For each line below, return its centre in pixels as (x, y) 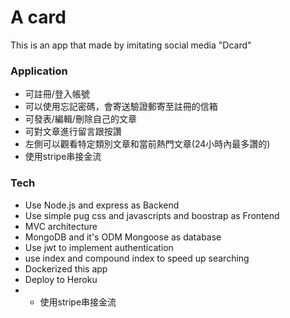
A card (38, 17)
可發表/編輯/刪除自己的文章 (80, 119)
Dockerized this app (66, 268)
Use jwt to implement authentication (99, 247)
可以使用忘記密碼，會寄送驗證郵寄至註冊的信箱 (121, 107)
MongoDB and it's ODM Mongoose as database (123, 237)
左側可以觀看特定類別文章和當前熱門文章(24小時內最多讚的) (147, 144)
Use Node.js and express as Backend (102, 205)
